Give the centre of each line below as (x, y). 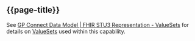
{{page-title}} (33, 10)
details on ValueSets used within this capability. (66, 31)
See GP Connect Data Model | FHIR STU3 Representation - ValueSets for (97, 24)
